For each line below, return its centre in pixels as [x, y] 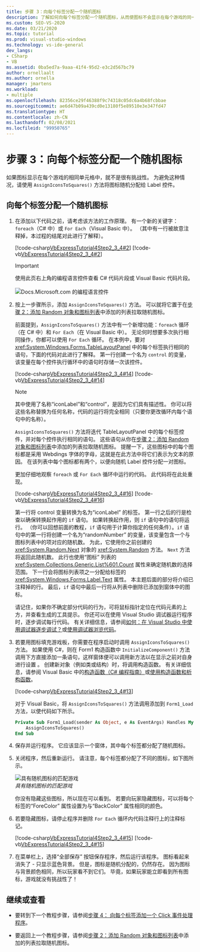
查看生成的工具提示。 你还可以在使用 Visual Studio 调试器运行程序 [111, 614]
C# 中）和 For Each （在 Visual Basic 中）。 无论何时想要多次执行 [105, 332]
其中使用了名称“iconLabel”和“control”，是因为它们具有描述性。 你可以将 [103, 404]
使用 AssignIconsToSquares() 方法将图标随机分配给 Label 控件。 [100, 184]
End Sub [24, 734]
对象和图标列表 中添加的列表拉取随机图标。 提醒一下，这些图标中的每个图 [104, 446]
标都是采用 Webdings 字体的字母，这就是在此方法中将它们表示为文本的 [101, 454]
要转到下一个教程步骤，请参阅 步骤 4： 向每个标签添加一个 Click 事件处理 [104, 915]
